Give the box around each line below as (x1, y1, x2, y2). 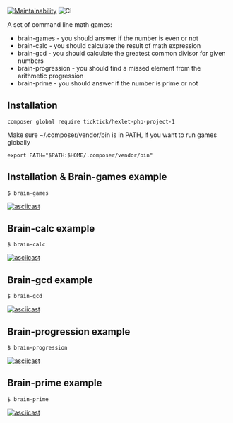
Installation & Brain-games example (7, 171, 167, 183)
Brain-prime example (7, 377, 102, 389)
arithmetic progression (17, 71, 84, 80)
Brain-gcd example (7, 274, 93, 286)
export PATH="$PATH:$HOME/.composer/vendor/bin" (7, 152, 153, 159)
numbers (17, 56, 44, 65)
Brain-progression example (7, 326, 131, 338)
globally (7, 138, 30, 146)
